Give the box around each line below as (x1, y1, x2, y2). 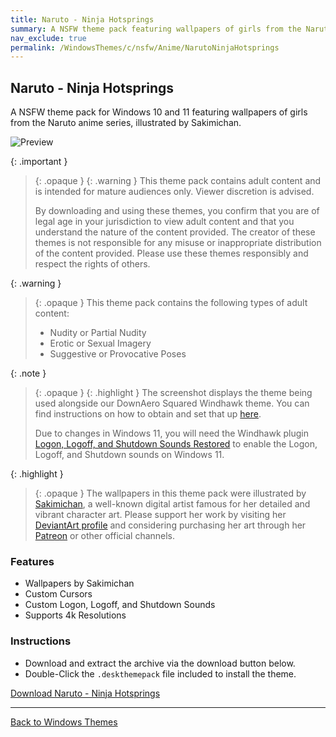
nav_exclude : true (10, 33, 87, 43)
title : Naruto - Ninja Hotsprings (10, 14, 155, 25)
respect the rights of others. (34, 258, 151, 270)
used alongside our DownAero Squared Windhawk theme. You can (34, 397, 310, 410)
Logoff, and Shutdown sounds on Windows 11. (34, 449, 225, 461)
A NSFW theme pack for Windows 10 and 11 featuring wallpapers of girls (10, 106, 308, 118)
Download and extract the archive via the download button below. (24, 657, 296, 669)
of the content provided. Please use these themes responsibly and (34, 247, 309, 260)
